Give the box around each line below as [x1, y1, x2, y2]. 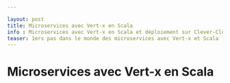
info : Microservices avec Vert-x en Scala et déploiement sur [7, 29, 192, 35]
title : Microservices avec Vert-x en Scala [7, 22, 133, 29]
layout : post [7, 16, 44, 22]
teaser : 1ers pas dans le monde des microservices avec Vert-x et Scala [7, 35, 219, 41]
